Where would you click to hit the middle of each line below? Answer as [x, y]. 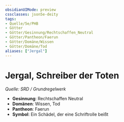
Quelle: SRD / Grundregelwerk [36, 89]
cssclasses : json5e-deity [31, 14]
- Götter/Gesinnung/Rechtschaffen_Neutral [49, 33]
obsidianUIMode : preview [31, 10]
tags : [11, 19]
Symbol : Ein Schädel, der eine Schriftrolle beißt [60, 115]
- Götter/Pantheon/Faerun [31, 38]
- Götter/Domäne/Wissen [30, 42]
